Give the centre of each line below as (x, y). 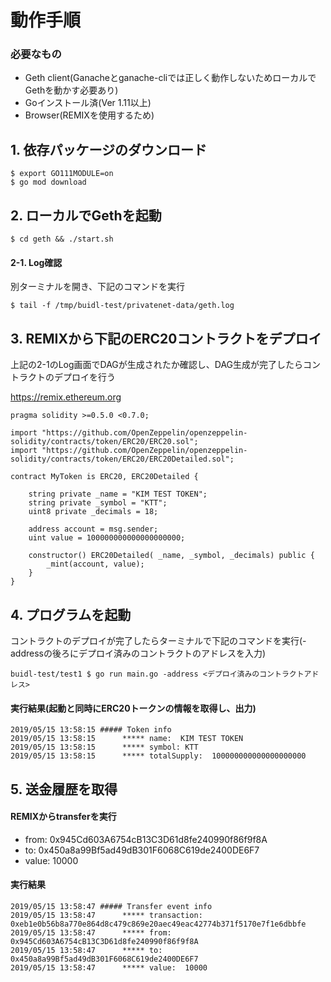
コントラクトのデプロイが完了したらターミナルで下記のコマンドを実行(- (158, 640)
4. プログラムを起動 (71, 614)
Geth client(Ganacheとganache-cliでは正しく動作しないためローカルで (170, 78)
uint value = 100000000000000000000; (107, 538)
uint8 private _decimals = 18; (93, 512)
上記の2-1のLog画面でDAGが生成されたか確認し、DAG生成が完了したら (157, 365)
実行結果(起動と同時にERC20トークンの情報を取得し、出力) (133, 708)
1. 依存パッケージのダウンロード (108, 149)
